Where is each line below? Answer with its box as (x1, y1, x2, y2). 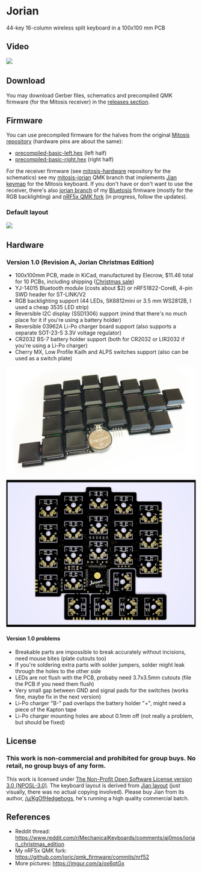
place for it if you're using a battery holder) (14, 316, 121, 324)
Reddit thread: (14, 828, 50, 835)
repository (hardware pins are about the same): (6, 138, 123, 145)
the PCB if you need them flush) (14, 680, 94, 687)
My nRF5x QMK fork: (14, 847, 67, 854)
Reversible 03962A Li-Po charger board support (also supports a (14, 323, 176, 330)
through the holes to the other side (14, 667, 101, 674)
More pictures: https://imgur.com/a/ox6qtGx (14, 860, 125, 867)
